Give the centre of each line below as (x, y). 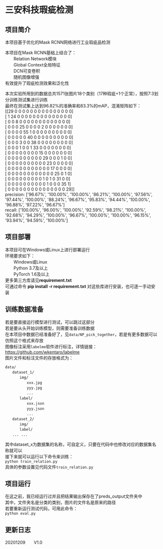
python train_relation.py (31, 461)
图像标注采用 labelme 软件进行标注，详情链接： (51, 346)
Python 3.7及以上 (31, 268)
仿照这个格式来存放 (24, 340)
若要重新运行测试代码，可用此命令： (41, 508)
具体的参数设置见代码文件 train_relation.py (49, 467)
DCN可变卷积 (27, 71)
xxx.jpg (34, 383)
